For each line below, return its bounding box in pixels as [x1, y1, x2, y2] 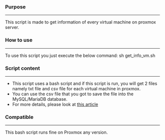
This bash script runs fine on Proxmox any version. [5, 129, 108, 136]
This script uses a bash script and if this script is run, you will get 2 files [12, 80, 158, 86]
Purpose [5, 3, 26, 10]
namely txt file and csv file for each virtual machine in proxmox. [12, 85, 141, 91]
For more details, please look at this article [12, 101, 98, 107]
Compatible [5, 113, 33, 120]
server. [5, 25, 20, 30]
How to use [5, 37, 33, 44]
